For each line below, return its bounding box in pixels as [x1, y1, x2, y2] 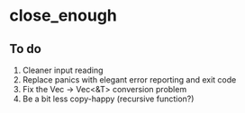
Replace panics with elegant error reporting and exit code [22, 74, 237, 85]
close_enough [9, 5, 117, 26]
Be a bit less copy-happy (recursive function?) [22, 93, 195, 104]
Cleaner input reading [22, 65, 104, 75]
